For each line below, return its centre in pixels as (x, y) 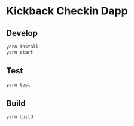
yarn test (19, 85)
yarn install (22, 47)
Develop (22, 33)
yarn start (20, 52)
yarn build (20, 117)
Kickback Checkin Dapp (67, 11)
